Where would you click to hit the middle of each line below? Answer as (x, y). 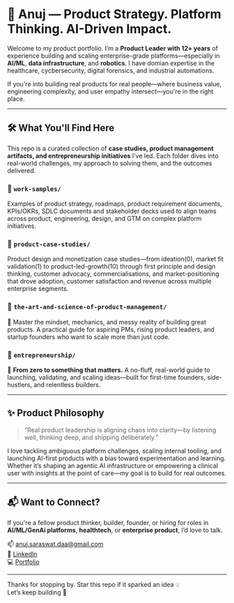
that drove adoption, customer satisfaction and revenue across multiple (110, 281)
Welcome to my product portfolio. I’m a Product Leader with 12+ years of (112, 48)
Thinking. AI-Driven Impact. (89, 29)
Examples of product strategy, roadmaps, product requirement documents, (115, 204)
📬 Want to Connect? (54, 502)
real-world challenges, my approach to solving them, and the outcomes (110, 163)
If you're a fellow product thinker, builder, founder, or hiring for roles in (108, 522)
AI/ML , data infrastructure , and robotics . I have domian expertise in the (111, 63)
